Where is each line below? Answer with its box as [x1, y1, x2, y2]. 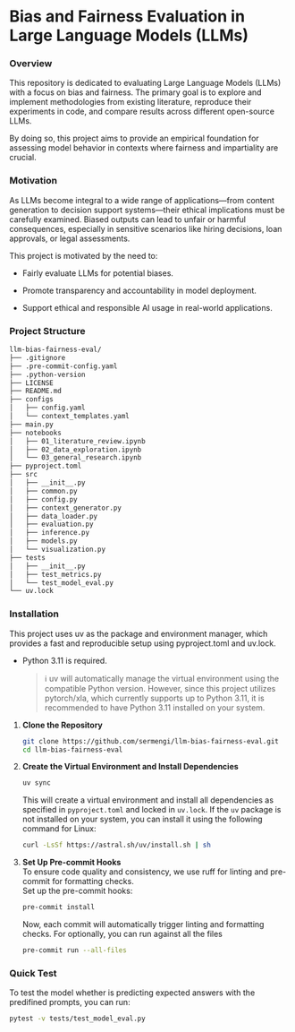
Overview [9, 57, 53, 70]
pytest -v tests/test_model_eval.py [9, 1014, 146, 1023]
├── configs [9, 395, 54, 404]
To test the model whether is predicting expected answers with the [9, 987, 256, 998]
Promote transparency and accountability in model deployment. [21, 285, 257, 296]
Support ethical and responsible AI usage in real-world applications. [21, 302, 273, 313]
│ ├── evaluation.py [9, 520, 94, 529]
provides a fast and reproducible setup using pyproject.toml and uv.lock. [9, 638, 276, 649]
